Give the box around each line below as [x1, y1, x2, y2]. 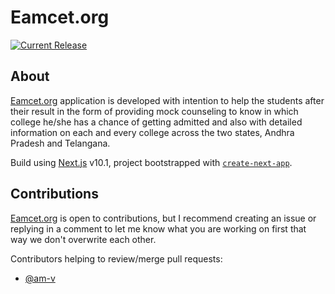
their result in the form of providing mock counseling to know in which [10, 105, 299, 117]
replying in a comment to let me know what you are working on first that [10, 222, 307, 235]
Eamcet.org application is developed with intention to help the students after [10, 94, 325, 106]
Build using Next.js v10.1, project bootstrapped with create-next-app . [10, 156, 293, 168]
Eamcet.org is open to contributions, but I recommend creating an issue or [10, 212, 317, 224]
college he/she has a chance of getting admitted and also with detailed [10, 116, 303, 128]
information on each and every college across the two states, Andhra [10, 126, 295, 138]
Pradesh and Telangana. [10, 137, 111, 149]
